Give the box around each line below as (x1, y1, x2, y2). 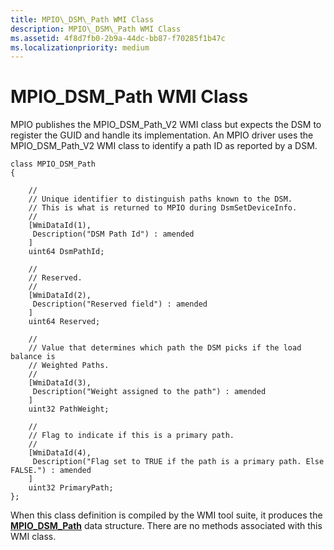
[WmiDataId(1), (28, 221, 92, 231)
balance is (10, 352, 56, 362)
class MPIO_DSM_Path (10, 159, 97, 170)
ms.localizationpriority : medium (10, 42, 150, 53)
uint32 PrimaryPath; (28, 483, 114, 493)
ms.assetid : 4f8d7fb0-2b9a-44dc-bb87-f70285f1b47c (10, 33, 226, 43)
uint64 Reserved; (28, 317, 101, 327)
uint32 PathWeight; (28, 404, 110, 415)
